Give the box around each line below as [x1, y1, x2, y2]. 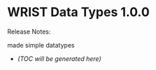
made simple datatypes [7, 41, 75, 49]
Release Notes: [7, 27, 51, 36]
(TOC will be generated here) [17, 54, 101, 63]
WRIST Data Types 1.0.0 [7, 4, 150, 20]
